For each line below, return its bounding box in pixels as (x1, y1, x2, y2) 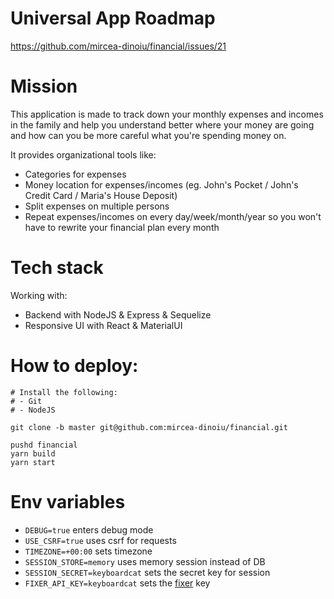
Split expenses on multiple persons (24, 200, 170, 212)
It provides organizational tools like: (10, 148, 157, 161)
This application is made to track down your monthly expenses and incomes (10, 108, 324, 120)
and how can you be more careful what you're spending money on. (10, 129, 287, 141)
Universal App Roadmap (10, 7, 216, 30)
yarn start (10, 457, 56, 467)
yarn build (10, 448, 56, 459)
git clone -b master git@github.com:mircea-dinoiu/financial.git (10, 422, 288, 432)
